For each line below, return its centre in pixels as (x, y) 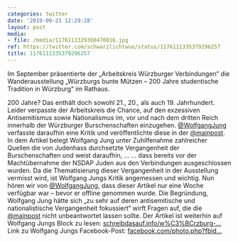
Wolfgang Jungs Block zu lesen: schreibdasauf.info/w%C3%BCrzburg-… (114, 223)
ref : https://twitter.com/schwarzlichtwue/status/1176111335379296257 (114, 47)
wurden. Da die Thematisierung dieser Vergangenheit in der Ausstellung (113, 170)
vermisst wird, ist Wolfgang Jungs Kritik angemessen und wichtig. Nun (111, 177)
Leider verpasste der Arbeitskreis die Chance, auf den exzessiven (104, 110)
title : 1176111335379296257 (49, 54)
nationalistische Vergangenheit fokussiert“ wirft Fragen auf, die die (105, 208)
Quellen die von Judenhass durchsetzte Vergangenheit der (93, 148)
